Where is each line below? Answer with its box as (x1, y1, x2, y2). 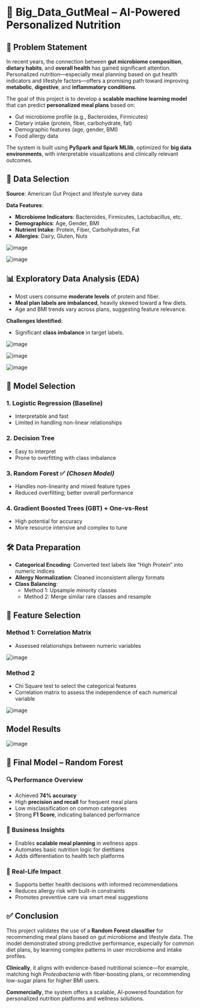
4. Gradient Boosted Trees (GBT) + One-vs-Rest (6, 504, 148, 512)
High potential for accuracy (14, 518, 83, 525)
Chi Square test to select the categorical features (14, 683, 137, 689)
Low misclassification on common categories (14, 804, 127, 812)
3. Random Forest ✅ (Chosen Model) (6, 469, 115, 477)
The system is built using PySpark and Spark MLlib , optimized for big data (6, 144, 192, 151)
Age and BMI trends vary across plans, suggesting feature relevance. (14, 306, 187, 313)
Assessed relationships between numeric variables (14, 642, 141, 649)
